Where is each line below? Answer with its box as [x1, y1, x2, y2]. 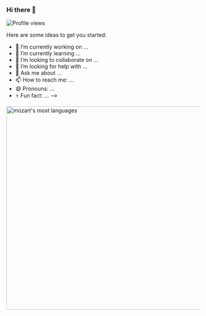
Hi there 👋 [6, 6, 37, 14]
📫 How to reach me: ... [15, 76, 74, 83]
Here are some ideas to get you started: [6, 31, 107, 39]
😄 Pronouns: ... [15, 85, 55, 93]
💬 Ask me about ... [15, 69, 62, 77]
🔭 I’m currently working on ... [15, 43, 88, 51]
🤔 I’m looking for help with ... [15, 63, 88, 70]
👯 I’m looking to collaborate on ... [15, 56, 99, 64]
